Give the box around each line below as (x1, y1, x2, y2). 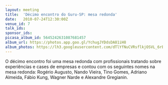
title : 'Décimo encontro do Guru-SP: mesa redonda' (5, 12, 117, 17)
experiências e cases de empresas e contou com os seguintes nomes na (5, 63, 155, 69)
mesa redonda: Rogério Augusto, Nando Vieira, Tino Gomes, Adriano (5, 68, 147, 75)
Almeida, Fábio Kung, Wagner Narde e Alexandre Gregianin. (5, 74, 128, 80)
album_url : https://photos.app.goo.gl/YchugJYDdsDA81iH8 (5, 40, 126, 45)
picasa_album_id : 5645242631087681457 (5, 35, 86, 40)
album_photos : (5, 44, 35, 49)
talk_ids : (5, 26, 26, 31)
